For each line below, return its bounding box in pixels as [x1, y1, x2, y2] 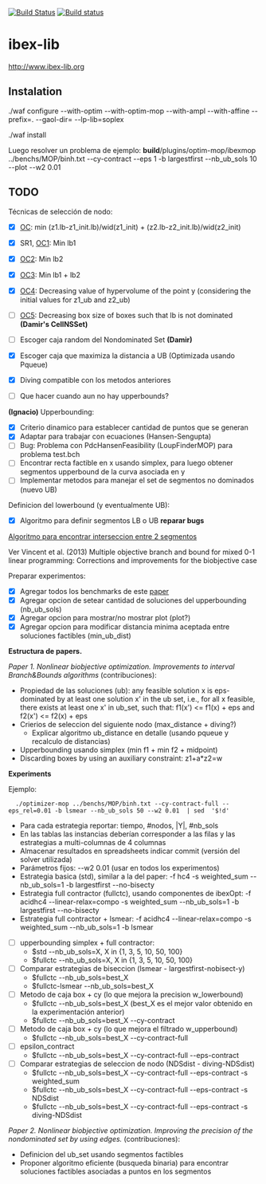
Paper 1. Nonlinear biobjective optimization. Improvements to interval [8, 662, 235, 671]
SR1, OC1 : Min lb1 [19, 238, 76, 247]
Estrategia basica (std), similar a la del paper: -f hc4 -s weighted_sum [19, 871, 248, 881]
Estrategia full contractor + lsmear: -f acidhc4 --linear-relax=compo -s [19, 914, 252, 923]
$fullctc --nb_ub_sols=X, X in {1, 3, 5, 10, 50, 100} [31, 955, 194, 965]
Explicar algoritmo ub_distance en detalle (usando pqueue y [31, 728, 229, 738]
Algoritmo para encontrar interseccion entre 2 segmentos [8, 531, 198, 541]
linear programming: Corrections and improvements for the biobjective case [8, 555, 257, 565]
